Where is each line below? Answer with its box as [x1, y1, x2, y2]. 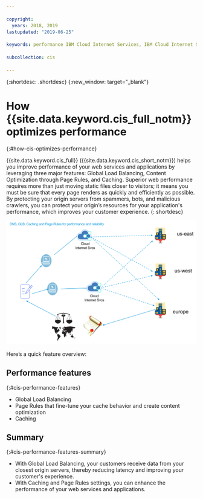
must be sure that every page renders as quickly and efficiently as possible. [6, 188, 195, 196]
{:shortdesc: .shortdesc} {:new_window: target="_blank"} [6, 78, 149, 85]
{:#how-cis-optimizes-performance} [6, 145, 97, 152]
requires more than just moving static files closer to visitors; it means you [6, 182, 188, 190]
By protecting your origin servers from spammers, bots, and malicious [6, 195, 181, 202]
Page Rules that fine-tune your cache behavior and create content [14, 402, 180, 409]
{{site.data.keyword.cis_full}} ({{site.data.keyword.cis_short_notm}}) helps [6, 156, 192, 164]
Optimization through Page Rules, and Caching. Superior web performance [6, 176, 193, 183]
